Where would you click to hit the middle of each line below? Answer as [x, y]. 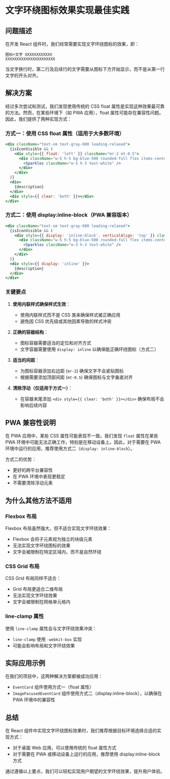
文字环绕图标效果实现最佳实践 [68, 10]
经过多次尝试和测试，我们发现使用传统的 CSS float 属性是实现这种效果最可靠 [85, 106]
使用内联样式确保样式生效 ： [41, 304]
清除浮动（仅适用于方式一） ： [42, 388]
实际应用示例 [25, 663]
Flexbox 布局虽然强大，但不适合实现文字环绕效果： [58, 528]
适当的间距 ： [26, 360]
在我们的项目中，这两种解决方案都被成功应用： [54, 676]
